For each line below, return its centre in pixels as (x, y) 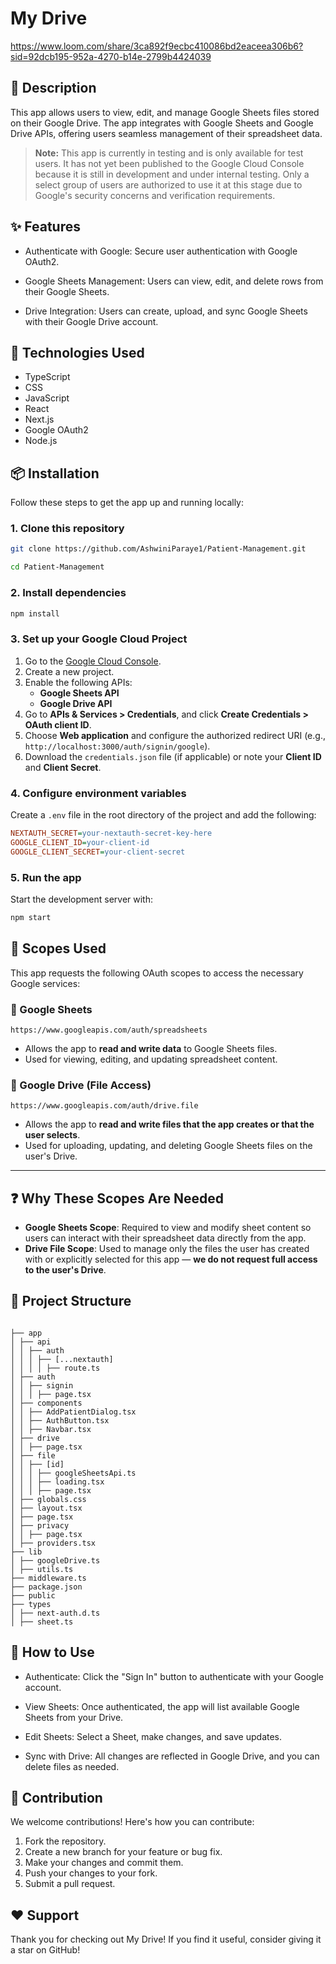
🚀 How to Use (52, 1652)
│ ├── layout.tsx (46, 1508)
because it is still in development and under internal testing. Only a (172, 174)
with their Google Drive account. (91, 321)
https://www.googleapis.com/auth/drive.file (104, 1106)
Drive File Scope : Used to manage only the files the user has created (167, 1249)
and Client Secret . (63, 767)
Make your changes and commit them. (104, 1863)
